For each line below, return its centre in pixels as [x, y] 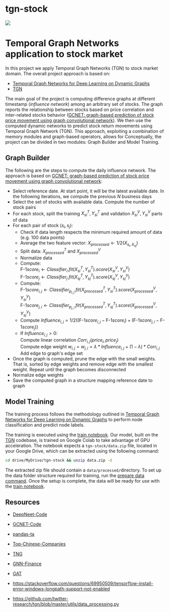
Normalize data [36, 258]
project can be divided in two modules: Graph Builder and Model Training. [82, 142]
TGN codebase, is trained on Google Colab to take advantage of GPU [78, 440]
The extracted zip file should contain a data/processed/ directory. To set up [83, 470]
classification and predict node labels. [45, 425]
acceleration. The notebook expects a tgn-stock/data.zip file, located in [81, 446]
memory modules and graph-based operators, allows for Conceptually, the [83, 136]
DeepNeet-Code [30, 514]
